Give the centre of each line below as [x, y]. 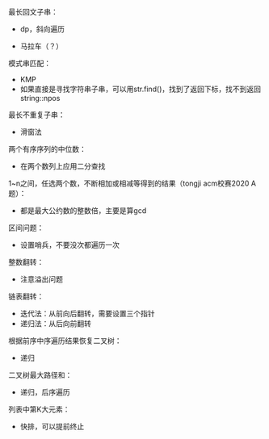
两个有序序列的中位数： [47, 149]
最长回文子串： [33, 12]
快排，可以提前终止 [52, 426]
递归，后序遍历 [45, 392]
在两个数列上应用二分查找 [63, 166]
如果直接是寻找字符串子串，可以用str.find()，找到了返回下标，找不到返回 [140, 89]
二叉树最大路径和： [40, 375]
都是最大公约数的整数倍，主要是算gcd [83, 211]
